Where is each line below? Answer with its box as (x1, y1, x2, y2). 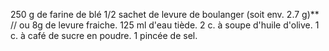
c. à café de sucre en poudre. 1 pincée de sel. (10, 30, 198, 41)
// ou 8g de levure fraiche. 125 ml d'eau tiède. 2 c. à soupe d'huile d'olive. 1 (10, 19, 320, 31)
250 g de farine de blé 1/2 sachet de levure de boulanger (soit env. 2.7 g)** (10, 9, 320, 20)
